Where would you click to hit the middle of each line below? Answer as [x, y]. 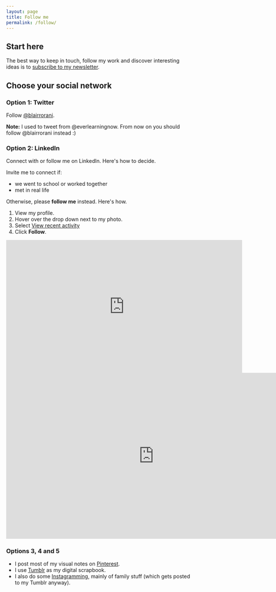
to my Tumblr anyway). [42, 583]
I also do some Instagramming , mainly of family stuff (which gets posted [102, 577]
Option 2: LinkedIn [33, 148]
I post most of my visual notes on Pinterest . [67, 564]
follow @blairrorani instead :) [41, 133]
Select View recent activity [47, 225]
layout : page [22, 12]
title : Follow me [27, 17]
